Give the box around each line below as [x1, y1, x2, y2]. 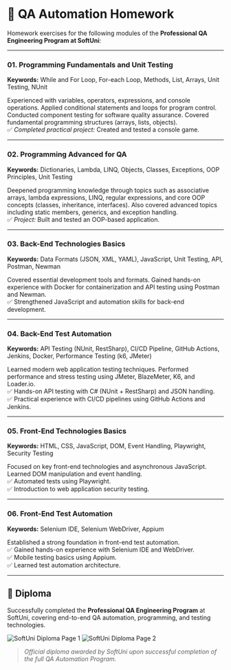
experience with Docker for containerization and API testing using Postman [7, 282, 220, 291]
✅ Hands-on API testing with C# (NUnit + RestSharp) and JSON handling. [7, 387, 215, 395]
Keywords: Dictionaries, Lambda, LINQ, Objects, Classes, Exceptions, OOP [7, 165, 220, 174]
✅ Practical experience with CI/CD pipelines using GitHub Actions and [7, 395, 206, 404]
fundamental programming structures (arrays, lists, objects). [7, 118, 178, 127]
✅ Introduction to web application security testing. [7, 485, 150, 493]
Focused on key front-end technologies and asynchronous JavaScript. [7, 463, 207, 471]
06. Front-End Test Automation [7, 509, 113, 519]
